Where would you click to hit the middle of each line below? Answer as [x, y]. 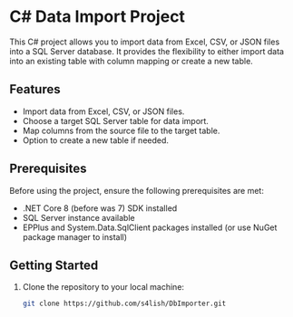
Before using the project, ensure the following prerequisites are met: [137, 190]
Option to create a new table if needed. [96, 140]
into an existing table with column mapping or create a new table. [132, 61]
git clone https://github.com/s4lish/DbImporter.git [124, 304]
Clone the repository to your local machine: [103, 287]
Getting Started [54, 265]
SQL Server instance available [78, 217]
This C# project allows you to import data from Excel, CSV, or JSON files [145, 42]
